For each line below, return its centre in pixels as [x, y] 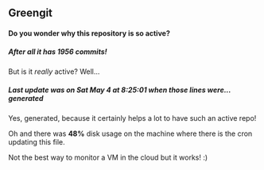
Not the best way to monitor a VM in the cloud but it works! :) [108, 157]
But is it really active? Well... [54, 71]
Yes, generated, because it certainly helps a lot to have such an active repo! [132, 118]
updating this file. [37, 141]
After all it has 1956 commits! [58, 52]
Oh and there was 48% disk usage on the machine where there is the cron [130, 133]
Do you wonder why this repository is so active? [89, 33]
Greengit [31, 13]
